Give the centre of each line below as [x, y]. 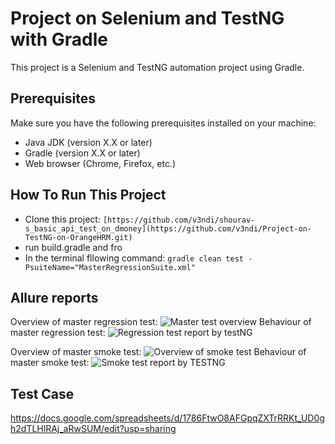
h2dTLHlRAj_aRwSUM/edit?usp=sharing [93, 429]
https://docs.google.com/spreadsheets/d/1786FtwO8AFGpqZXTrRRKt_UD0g [167, 418]
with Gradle [59, 39]
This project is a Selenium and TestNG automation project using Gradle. [157, 67]
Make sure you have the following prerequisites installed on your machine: [163, 123]
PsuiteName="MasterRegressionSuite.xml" [110, 267]
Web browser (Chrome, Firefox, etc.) [100, 163]
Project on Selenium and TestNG [147, 18]
